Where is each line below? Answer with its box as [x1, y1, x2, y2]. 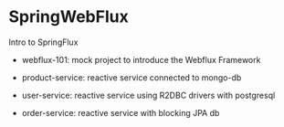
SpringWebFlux [8, 6, 129, 27]
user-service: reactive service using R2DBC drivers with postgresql [21, 90, 276, 101]
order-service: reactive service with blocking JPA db [21, 107, 220, 118]
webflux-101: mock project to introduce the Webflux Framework [21, 54, 261, 65]
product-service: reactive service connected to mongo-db [21, 71, 242, 83]
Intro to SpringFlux [8, 37, 79, 48]
